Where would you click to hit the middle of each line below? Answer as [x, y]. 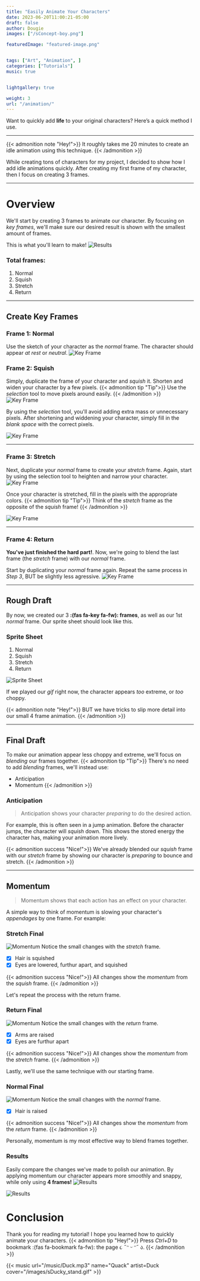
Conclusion [35, 1217]
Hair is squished [35, 958]
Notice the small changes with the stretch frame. [101, 946]
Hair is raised [31, 1111]
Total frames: [26, 261]
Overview [31, 204]
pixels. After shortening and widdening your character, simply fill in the [93, 418]
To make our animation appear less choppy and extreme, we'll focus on [94, 754]
